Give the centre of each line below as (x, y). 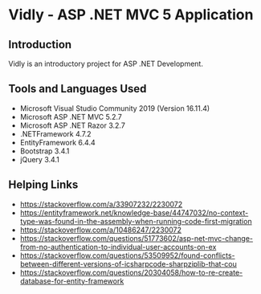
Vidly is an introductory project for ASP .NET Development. (106, 63)
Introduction (40, 45)
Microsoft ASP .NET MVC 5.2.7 (71, 116)
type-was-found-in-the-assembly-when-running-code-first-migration (136, 221)
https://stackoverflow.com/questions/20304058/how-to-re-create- (131, 272)
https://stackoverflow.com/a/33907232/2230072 (101, 204)
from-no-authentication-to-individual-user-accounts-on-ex (118, 247)
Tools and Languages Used (77, 89)
